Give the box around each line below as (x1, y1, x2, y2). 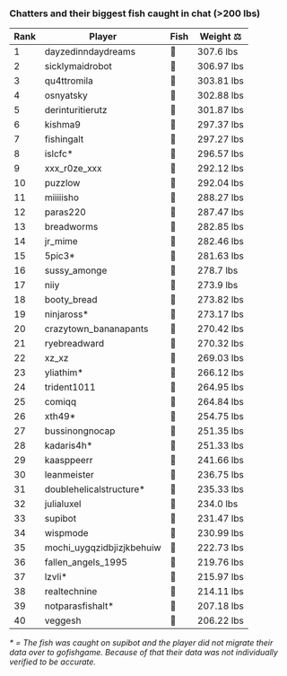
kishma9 (44, 119, 81, 131)
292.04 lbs (196, 177, 244, 189)
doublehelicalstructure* (44, 483, 145, 496)
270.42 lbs (196, 322, 244, 335)
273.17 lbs (196, 308, 244, 320)
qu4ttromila (44, 75, 94, 87)
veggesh (44, 614, 82, 627)
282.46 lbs (196, 235, 244, 248)
